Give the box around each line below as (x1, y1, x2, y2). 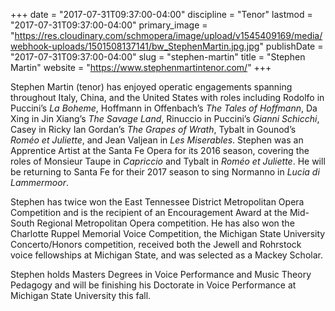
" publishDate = (259, 40, 324, 52)
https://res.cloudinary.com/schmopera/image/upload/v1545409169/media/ (14, 30, 323, 41)
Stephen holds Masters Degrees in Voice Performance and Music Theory (10, 269, 312, 280)
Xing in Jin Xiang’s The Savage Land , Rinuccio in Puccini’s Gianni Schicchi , (10, 113, 320, 124)
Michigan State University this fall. (10, 290, 152, 301)
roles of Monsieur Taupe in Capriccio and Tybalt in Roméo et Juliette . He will (10, 155, 326, 167)
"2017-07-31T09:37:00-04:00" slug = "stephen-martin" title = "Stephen (10, 51, 306, 63)
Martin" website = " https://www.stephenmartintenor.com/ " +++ (10, 62, 272, 73)
